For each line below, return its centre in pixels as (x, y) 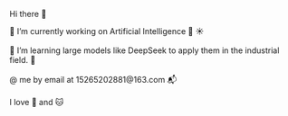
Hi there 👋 (28, 14)
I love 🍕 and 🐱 (37, 102)
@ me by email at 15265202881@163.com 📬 (93, 80)
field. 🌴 (23, 60)
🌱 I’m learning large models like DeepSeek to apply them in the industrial (144, 50)
